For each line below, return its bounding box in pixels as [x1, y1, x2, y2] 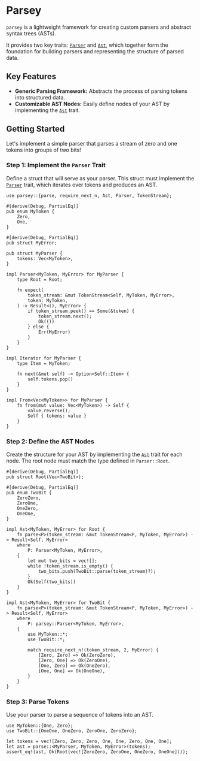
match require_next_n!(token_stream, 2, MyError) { [27, 647, 159, 653]
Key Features [6, 71, 57, 81]
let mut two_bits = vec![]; [27, 558, 97, 564]
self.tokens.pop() [27, 376, 73, 382]
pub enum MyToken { [6, 208, 55, 215]
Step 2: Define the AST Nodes [6, 437, 94, 445]
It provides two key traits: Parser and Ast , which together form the [6, 41, 168, 49]
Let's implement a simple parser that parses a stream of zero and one [6, 140, 177, 147]
